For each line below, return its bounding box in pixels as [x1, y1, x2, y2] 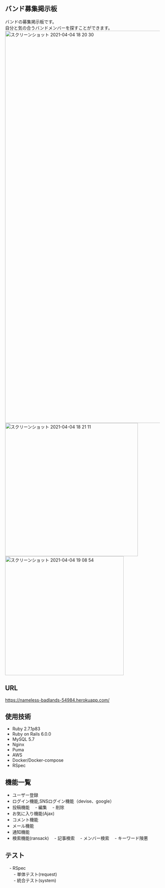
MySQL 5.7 [12, 737, 35, 742]
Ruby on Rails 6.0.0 [12, 731, 52, 737]
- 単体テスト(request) [13, 871, 57, 877]
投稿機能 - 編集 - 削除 [12, 805, 65, 811]
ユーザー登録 [12, 792, 38, 798]
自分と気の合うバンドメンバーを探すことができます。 [5, 25, 113, 31]
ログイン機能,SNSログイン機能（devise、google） [12, 798, 114, 804]
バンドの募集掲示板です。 [5, 19, 57, 25]
